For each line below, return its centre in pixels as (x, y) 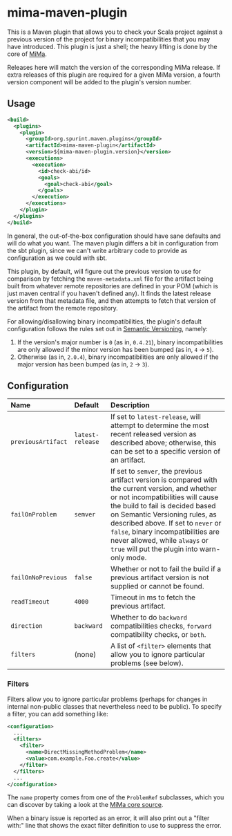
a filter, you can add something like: (58, 714)
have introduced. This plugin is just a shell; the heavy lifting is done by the (112, 46)
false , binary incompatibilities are (165, 532)
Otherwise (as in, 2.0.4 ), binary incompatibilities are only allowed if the (118, 357)
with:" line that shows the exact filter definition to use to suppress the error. (115, 826)
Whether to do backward (149, 617)
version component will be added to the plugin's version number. (99, 82)
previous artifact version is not (159, 577)
